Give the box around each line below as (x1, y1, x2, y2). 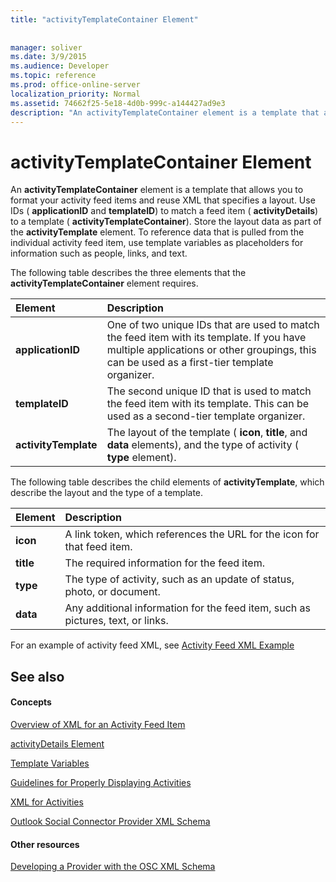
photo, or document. (64, 585, 161, 599)
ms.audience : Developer (10, 61, 110, 71)
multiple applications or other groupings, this (106, 343, 317, 357)
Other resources (10, 838, 80, 850)
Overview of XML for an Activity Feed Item (10, 718, 186, 730)
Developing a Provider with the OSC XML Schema (10, 861, 216, 873)
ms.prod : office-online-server (10, 80, 141, 90)
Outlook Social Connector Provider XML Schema (10, 815, 211, 827)
